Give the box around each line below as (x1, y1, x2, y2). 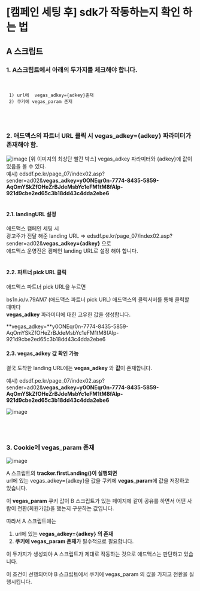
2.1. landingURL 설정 (6, 210, 57, 217)
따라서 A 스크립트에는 (6, 517, 57, 525)
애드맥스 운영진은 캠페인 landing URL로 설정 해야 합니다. (6, 247, 139, 254)
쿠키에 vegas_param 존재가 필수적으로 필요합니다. (14, 538, 134, 545)
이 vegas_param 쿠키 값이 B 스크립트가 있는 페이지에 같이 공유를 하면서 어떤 (6, 498, 186, 505)
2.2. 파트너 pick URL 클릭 (6, 268, 67, 275)
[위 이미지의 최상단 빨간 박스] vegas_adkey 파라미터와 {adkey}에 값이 (29, 155, 193, 162)
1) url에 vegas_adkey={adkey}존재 (8, 92, 94, 98)
